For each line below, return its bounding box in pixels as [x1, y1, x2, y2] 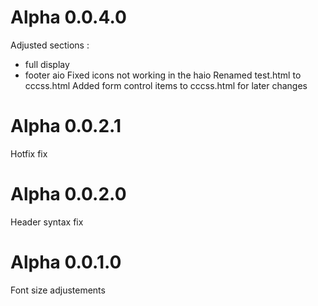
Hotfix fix [10, 147, 48, 160]
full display [24, 58, 70, 70]
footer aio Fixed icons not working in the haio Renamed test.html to [24, 69, 302, 81]
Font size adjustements [10, 284, 106, 296]
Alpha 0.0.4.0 [10, 6, 127, 29]
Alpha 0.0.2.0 [10, 183, 127, 206]
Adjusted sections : [10, 39, 90, 51]
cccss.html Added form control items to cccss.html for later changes [24, 79, 308, 91]
